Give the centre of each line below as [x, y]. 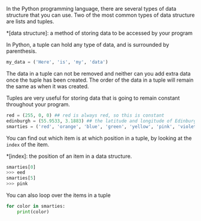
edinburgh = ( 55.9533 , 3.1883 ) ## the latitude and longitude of [89, 121]
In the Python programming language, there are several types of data [91, 9]
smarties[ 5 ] [21, 178]
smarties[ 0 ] [21, 167]
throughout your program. [38, 104]
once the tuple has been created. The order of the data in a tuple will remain [100, 80]
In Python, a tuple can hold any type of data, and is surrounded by [88, 45]
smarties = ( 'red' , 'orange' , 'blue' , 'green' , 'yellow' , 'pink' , [91, 126]
